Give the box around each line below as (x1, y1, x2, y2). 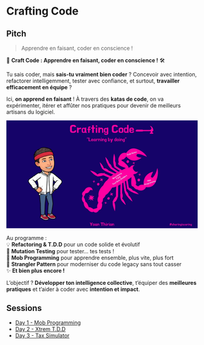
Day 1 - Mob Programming (15, 319, 81, 326)
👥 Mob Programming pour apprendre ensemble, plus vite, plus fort (6, 254, 174, 261)
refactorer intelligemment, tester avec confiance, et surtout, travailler (6, 77, 180, 84)
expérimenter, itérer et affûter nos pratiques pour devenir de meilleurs (6, 102, 181, 109)
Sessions (6, 302, 42, 313)
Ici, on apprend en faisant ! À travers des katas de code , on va (6, 95, 164, 103)
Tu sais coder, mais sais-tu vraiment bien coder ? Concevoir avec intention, (6, 71, 197, 78)
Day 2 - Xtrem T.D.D (15, 326, 66, 333)
